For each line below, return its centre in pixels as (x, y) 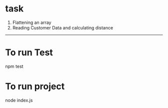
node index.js (19, 100)
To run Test (29, 53)
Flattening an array (32, 22)
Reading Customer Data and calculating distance (63, 27)
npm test (14, 66)
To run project (35, 86)
